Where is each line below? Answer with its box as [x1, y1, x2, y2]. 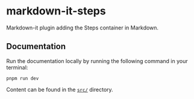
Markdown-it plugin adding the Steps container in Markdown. [6, 24, 158, 31]
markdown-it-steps [6, 4, 107, 18]
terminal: [6, 64, 28, 71]
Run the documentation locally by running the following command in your [6, 57, 188, 64]
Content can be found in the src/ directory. [6, 86, 113, 93]
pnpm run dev [6, 75, 39, 82]
